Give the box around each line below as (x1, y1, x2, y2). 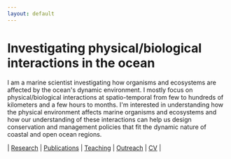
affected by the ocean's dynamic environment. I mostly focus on (7, 85, 193, 94)
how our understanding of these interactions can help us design (7, 115, 192, 123)
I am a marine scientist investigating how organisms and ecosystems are (7, 78, 217, 86)
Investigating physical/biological (7, 40, 202, 56)
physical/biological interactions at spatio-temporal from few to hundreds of (7, 93, 224, 101)
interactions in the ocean (7, 55, 155, 70)
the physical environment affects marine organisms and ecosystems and (7, 107, 217, 116)
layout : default (7, 10, 55, 17)
